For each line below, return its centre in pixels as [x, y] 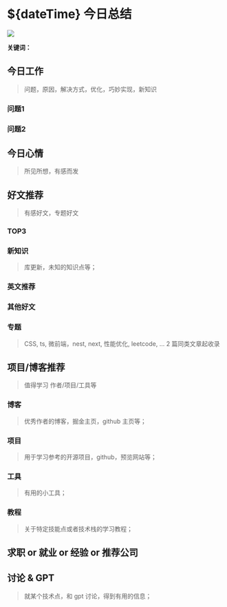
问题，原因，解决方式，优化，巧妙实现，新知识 [90, 89]
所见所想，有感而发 [51, 171]
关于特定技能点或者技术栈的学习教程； [78, 528]
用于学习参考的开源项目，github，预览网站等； [90, 457]
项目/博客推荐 [36, 367]
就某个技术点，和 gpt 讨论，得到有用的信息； [88, 596]
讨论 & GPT [31, 578]
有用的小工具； [45, 493]
